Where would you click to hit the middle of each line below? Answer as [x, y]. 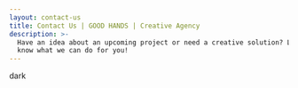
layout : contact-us [45, 17]
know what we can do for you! [73, 51]
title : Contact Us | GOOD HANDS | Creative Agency [105, 26]
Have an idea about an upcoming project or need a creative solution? [150, 42]
